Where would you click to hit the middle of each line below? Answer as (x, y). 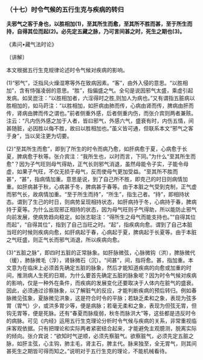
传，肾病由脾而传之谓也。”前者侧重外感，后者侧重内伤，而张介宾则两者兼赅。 (101, 113)
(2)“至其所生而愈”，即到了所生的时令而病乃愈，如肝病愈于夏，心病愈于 (94, 149)
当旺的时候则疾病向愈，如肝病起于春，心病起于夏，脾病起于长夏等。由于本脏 (101, 232)
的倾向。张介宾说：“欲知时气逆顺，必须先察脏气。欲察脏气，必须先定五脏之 (100, 336)
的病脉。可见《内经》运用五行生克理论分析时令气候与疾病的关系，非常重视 (99, 321)
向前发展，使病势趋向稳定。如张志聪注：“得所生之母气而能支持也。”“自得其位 (101, 217)
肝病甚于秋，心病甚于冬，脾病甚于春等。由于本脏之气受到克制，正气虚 (109, 187)
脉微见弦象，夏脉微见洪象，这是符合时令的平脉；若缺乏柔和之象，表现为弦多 (101, 298)
